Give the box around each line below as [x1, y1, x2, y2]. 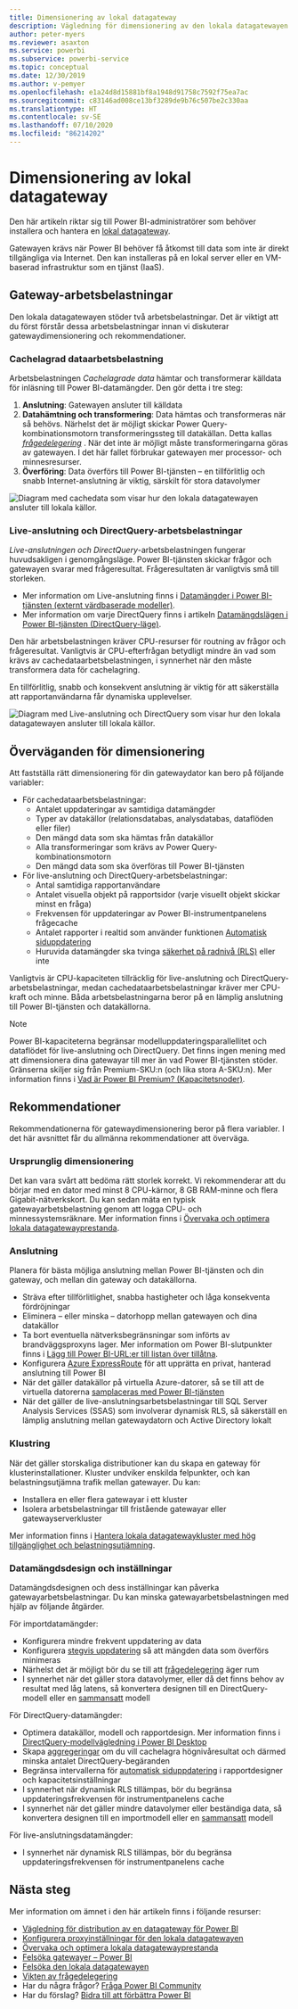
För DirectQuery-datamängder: [9, 1710, 123, 1721]
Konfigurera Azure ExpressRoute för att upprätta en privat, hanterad [21, 1358, 271, 1369]
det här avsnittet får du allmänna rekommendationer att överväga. [9, 1132, 250, 1143]
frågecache [35, 918, 78, 929]
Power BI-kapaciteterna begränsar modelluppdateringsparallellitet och [9, 1036, 267, 1046]
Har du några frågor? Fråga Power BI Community [21, 1980, 202, 1990]
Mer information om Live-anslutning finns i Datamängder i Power [21, 591, 260, 601]
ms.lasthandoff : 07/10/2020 [9, 121, 114, 130]
